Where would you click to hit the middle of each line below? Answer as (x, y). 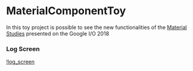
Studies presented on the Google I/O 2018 (58, 33)
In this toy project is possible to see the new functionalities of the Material (96, 27)
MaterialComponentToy (66, 11)
